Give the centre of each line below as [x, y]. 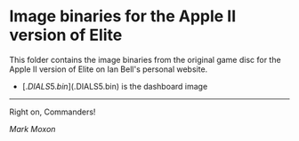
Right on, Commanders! [53, 112]
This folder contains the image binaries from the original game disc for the [145, 59]
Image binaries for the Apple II [123, 16]
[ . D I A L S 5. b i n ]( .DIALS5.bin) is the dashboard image [115, 86]
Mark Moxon [32, 129]
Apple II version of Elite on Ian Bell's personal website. [109, 69]
